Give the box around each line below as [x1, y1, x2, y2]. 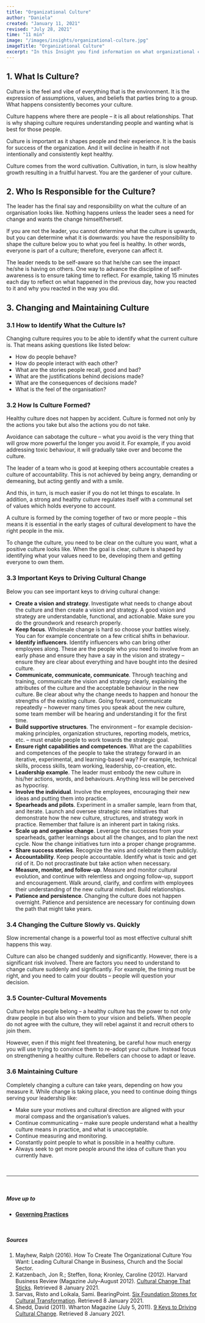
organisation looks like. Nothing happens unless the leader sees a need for [6, 209, 194, 217]
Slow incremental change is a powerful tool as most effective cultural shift [6, 934, 192, 941]
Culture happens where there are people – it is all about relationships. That [6, 113, 194, 120]
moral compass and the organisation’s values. [15, 1113, 131, 1120]
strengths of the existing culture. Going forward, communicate [15, 697, 172, 704]
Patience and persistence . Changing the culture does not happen [15, 892, 182, 899]
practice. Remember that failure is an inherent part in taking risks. [15, 820, 180, 828]
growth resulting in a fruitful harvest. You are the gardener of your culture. [6, 169, 192, 176]
